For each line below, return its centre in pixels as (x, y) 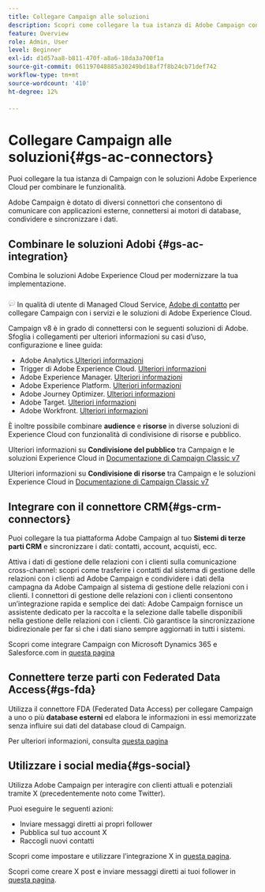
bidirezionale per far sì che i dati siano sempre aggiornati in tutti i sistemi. (127, 629)
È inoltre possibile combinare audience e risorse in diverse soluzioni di (123, 426)
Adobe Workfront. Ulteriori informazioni (84, 411)
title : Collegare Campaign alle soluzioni (79, 17)
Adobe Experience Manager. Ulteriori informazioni (101, 377)
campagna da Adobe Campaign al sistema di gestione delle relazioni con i (128, 587)
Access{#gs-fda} (52, 690)
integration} (38, 256)
